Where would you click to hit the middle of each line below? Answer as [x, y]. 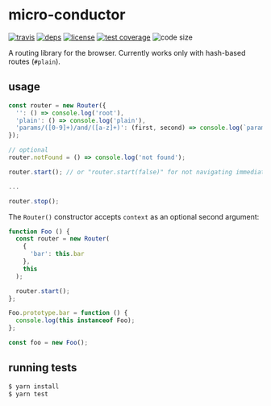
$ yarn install [34, 386]
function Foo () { [39, 232]
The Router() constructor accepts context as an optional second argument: [134, 216]
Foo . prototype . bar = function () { [68, 313]
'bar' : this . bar [57, 254]
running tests [43, 368]
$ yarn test [28, 394]
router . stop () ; [34, 201]
